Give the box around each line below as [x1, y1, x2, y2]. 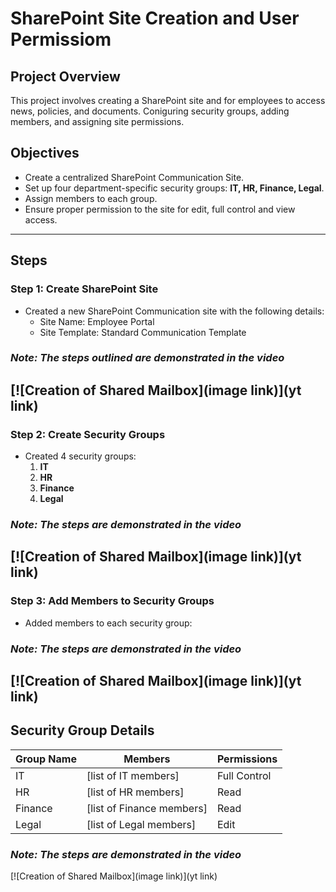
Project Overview [10, 68, 121, 85]
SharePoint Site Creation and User [10, 7, 300, 30]
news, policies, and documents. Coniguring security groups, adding [10, 105, 290, 117]
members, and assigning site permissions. [10, 116, 185, 127]
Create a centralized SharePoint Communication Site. [24, 171, 245, 183]
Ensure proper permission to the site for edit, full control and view [24, 203, 296, 215]
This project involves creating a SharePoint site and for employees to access [10, 95, 326, 106]
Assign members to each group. [24, 192, 158, 204]
